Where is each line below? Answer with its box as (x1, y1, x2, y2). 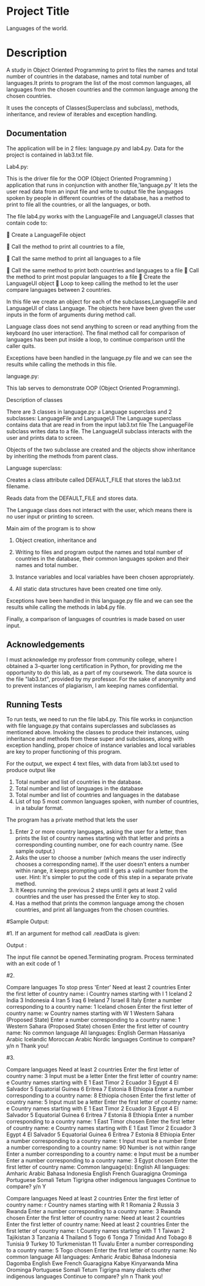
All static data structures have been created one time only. (15, 585, 163, 592)
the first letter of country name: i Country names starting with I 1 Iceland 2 (6, 990, 193, 998)
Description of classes (6, 396, 63, 403)
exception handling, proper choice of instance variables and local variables (6, 741, 196, 749)
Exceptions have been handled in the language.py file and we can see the (6, 354, 192, 362)
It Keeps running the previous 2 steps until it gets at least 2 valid (15, 886, 177, 894)
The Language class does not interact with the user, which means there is (6, 506, 193, 513)
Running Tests (6, 699, 62, 710)
